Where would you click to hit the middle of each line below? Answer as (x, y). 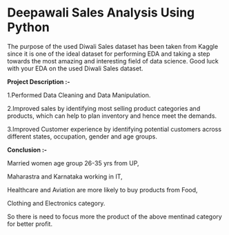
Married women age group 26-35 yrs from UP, (73, 163)
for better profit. (30, 224)
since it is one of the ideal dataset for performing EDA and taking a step (109, 54)
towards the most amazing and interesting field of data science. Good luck (113, 61)
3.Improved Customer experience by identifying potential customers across (114, 129)
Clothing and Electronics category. (56, 203)
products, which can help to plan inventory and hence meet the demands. (112, 116)
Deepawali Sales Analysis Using (101, 13)
